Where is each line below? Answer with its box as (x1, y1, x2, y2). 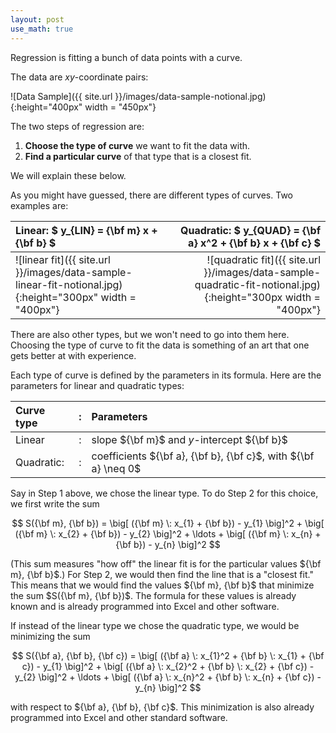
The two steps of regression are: (10, 120, 145, 132)
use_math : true (10, 24, 74, 34)
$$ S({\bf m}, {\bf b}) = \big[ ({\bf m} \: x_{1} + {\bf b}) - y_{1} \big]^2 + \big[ (11, 517, 325, 529)
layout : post (10, 14, 65, 25)
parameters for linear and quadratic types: (10, 379, 185, 391)
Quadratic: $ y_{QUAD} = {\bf (180, 223, 321, 237)
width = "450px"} (84, 101, 157, 113)
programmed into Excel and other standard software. (10, 711, 228, 723)
